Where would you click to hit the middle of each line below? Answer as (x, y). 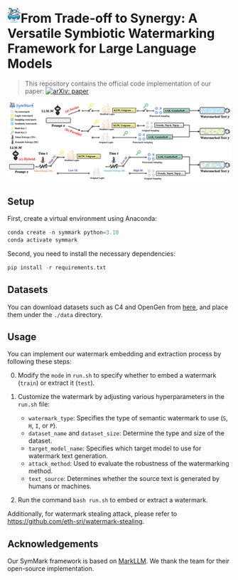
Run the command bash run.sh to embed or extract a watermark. (113, 500)
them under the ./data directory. (55, 314)
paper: (34, 91)
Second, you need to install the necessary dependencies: (91, 254)
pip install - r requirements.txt (57, 267)
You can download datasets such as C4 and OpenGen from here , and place (118, 307)
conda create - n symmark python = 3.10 (63, 233)
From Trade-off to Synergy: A (109, 19)
